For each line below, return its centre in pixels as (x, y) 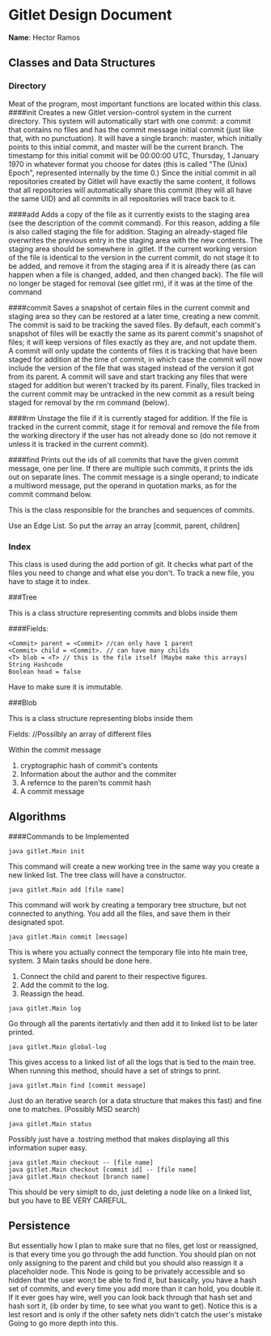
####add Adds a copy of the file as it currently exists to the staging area (129, 214)
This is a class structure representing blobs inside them (101, 718)
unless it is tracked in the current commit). (79, 444)
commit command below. (51, 494)
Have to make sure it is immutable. (66, 686)
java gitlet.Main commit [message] (68, 937)
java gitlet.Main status (50, 1124)
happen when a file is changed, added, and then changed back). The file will (136, 274)
